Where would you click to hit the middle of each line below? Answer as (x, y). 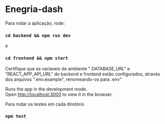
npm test (16, 116)
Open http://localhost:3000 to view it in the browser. (59, 94)
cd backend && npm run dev (38, 35)
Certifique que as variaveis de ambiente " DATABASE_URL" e (67, 68)
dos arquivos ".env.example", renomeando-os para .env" (63, 79)
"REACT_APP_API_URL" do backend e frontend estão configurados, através (83, 74)
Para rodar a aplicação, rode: (35, 23)
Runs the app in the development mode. (46, 89)
